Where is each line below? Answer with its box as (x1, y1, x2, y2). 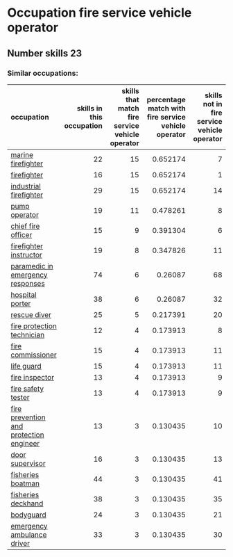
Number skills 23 (7, 47, 83, 59)
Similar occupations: (7, 68, 78, 78)
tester (10, 392, 30, 402)
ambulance (10, 530, 47, 540)
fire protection (10, 321, 58, 331)
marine (10, 150, 33, 159)
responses (10, 278, 45, 288)
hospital (10, 290, 37, 300)
